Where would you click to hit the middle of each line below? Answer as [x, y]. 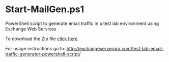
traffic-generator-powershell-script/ [43, 54]
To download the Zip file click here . [42, 39]
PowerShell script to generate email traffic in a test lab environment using [82, 23]
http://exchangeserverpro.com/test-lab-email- [115, 48]
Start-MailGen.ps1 [45, 9]
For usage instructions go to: [35, 48]
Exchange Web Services [31, 28]
